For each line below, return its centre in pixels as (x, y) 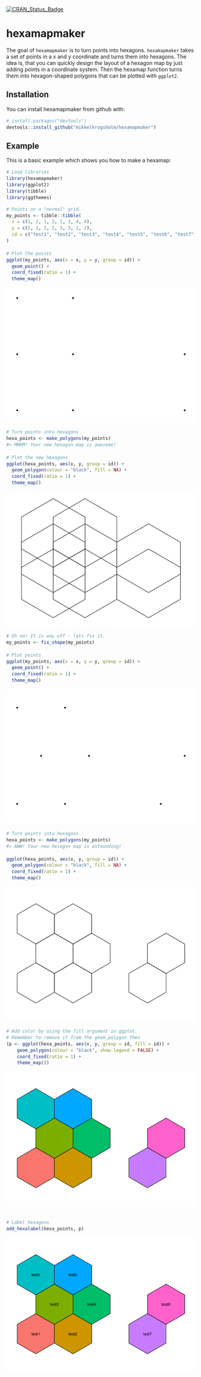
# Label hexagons (28, 1223)
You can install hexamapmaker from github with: (66, 109)
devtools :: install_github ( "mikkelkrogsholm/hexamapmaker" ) (81, 127)
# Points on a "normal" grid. (44, 209)
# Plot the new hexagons (37, 457)
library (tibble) (26, 191)
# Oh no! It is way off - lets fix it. (56, 636)
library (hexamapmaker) (34, 179)
